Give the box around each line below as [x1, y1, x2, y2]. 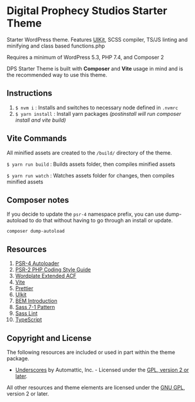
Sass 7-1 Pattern [15, 304, 55, 311]
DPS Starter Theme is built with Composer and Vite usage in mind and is [6, 65, 184, 72]
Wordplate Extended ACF [15, 272, 77, 280]
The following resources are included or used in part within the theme [6, 349, 176, 356]
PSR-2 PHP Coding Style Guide [15, 266, 91, 273]
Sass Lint [15, 310, 38, 317]
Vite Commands [6, 133, 67, 143]
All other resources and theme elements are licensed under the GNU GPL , [6, 384, 186, 391]
